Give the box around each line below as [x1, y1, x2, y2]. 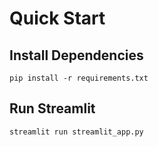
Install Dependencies [9, 47, 144, 64]
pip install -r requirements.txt [9, 73, 149, 83]
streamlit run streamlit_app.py [9, 127, 144, 137]
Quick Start [9, 7, 106, 30]
